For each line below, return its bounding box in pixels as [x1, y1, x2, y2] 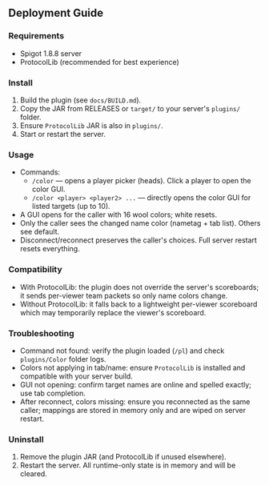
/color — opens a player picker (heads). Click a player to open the [31, 176, 251, 186]
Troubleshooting [8, 327, 74, 339]
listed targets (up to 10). [31, 202, 110, 211]
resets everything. [19, 244, 80, 254]
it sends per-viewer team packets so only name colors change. [19, 291, 228, 300]
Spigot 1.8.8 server [19, 48, 82, 58]
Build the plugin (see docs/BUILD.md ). [19, 95, 142, 105]
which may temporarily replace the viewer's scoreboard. [19, 307, 207, 317]
